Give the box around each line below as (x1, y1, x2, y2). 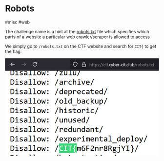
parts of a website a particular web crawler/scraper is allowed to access (5, 34, 150, 40)
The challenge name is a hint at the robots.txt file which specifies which (5, 28, 149, 34)
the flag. (5, 48, 22, 54)
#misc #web (5, 19, 30, 25)
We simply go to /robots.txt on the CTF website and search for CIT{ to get (5, 43, 157, 49)
